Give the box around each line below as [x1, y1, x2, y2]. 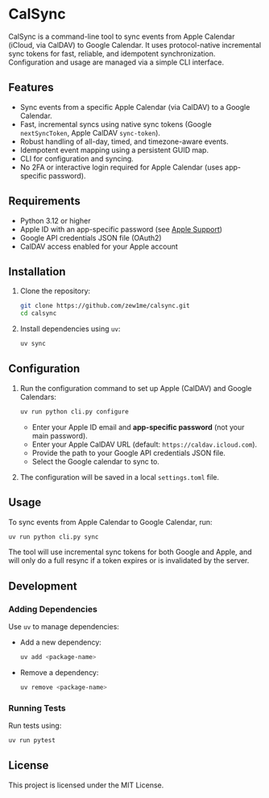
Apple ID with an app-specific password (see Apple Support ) [19, 224, 223, 234]
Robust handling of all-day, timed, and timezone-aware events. [19, 136, 230, 146]
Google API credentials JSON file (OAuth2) [19, 233, 163, 242]
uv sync [19, 340, 46, 348]
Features [8, 81, 54, 94]
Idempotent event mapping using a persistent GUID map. [19, 145, 209, 154]
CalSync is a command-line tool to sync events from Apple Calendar [8, 31, 235, 41]
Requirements [8, 195, 81, 208]
